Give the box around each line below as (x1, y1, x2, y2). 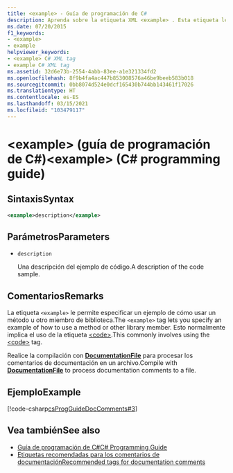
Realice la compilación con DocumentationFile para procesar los (7, 351, 193, 360)
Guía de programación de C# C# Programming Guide (17, 443, 168, 451)
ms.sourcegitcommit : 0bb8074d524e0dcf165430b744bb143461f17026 (7, 81, 194, 88)
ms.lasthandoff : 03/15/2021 (7, 100, 89, 107)
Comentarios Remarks (7, 290, 104, 302)
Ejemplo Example (7, 386, 81, 398)
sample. (17, 270, 40, 278)
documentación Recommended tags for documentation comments (17, 458, 206, 466)
